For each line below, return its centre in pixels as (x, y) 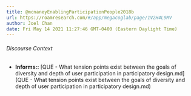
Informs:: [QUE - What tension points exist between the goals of (96, 67)
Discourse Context (29, 48)
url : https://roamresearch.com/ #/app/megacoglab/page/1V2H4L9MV (89, 18)
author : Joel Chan (29, 23)
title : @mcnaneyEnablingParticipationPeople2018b (70, 12)
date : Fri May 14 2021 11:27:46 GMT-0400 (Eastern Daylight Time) (92, 29)
